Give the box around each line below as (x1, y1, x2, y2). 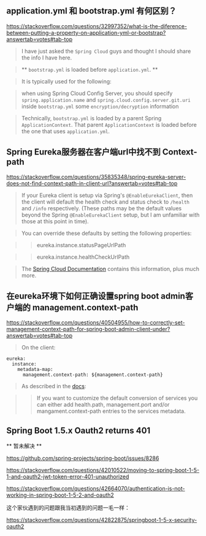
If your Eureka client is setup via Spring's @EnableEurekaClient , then (21, 191, 193, 199)
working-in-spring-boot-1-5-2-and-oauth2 (6, 491, 115, 499)
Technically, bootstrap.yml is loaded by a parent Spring (21, 114, 162, 121)
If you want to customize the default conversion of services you (36, 394, 198, 402)
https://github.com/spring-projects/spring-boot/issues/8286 (6, 454, 159, 462)
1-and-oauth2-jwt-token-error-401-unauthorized (6, 473, 129, 480)
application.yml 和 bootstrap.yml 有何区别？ (6, 6, 177, 17)
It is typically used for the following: (21, 77, 112, 85)
